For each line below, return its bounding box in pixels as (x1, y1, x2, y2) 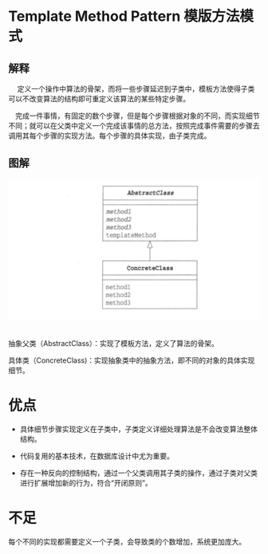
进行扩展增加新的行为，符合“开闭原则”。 (19, 477, 153, 487)
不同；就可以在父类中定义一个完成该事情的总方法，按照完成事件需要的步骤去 (8, 121, 260, 130)
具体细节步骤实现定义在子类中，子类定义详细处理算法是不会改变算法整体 (19, 424, 258, 434)
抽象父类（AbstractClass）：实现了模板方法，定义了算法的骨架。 (8, 338, 219, 348)
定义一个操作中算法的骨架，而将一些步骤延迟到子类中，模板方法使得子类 (17, 84, 255, 93)
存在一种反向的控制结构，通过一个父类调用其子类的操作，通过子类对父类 (19, 468, 258, 477)
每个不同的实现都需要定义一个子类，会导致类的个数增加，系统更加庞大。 (8, 536, 246, 546)
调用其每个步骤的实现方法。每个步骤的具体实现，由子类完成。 (8, 131, 211, 140)
